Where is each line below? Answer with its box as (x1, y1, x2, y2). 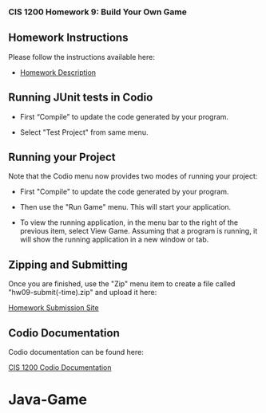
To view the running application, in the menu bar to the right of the (19, 218, 238, 227)
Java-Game (8, 391, 88, 409)
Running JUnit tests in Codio (8, 91, 153, 104)
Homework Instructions (8, 31, 129, 45)
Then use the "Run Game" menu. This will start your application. (19, 203, 232, 212)
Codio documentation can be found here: (8, 347, 144, 356)
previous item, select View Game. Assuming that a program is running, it (19, 226, 258, 236)
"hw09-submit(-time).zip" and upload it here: (8, 288, 157, 297)
